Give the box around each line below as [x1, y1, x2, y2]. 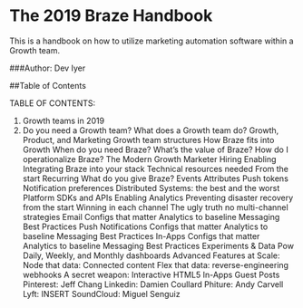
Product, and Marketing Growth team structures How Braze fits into [22, 134, 275, 145]
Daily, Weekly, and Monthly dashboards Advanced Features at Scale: [22, 250, 280, 261]
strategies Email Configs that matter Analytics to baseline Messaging [22, 211, 280, 222]
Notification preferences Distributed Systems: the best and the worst [22, 182, 280, 193]
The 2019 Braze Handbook [9, 5, 213, 26]
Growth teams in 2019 [22, 115, 105, 126]
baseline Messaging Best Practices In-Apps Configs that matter [22, 230, 260, 241]
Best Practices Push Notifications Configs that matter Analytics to [22, 221, 269, 232]
